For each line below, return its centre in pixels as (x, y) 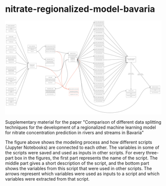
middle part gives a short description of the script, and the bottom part (77, 163)
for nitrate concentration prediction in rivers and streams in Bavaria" (75, 133)
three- (152, 153)
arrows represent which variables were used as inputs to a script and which (82, 174)
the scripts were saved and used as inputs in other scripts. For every (75, 153)
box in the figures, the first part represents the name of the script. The (86, 158)
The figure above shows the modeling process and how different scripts (79, 142)
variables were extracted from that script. (48, 179)
